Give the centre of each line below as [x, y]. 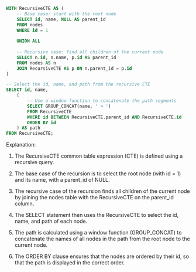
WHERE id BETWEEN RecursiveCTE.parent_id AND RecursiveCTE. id [104, 117]
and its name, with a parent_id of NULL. [62, 180]
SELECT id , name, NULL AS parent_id [61, 19]
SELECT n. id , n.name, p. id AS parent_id [66, 57]
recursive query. [34, 162]
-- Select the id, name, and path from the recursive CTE [78, 84]
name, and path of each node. [51, 221]
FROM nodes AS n [37, 63]
